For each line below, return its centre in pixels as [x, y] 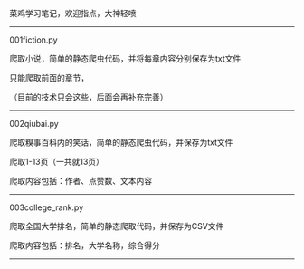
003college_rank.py [47, 207]
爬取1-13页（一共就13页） [57, 162]
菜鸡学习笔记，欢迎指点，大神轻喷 [73, 13]
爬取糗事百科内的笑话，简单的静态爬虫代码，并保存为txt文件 [121, 142]
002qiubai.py [34, 124]
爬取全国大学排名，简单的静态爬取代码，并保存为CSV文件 [117, 226]
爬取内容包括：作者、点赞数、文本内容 [81, 181]
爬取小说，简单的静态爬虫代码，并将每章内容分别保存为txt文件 [125, 58]
